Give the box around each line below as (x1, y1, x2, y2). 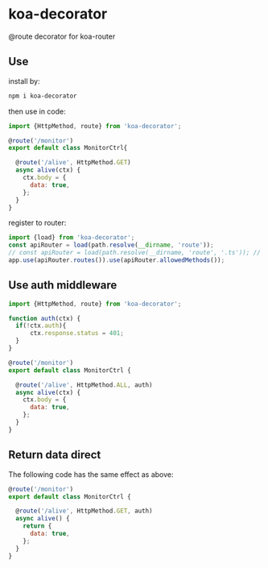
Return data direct (8, 448, 101, 462)
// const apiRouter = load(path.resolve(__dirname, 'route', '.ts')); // (8, 249, 262, 257)
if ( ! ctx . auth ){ (15, 321, 67, 330)
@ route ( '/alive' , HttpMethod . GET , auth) (15, 507, 153, 516)
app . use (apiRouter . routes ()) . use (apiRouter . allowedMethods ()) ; (8, 256, 225, 264)
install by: (8, 76, 40, 85)
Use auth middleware (8, 279, 118, 292)
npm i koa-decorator (8, 92, 78, 100)
